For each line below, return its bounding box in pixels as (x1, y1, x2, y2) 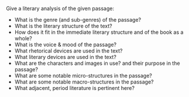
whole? (14, 35, 32, 41)
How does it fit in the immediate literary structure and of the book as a (14, 29, 184, 36)
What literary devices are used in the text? (14, 54, 117, 60)
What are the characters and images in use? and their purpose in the (14, 60, 180, 67)
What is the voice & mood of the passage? (14, 41, 117, 48)
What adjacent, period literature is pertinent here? (14, 85, 135, 91)
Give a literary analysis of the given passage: (6, 5, 114, 12)
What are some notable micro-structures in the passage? (14, 72, 152, 79)
